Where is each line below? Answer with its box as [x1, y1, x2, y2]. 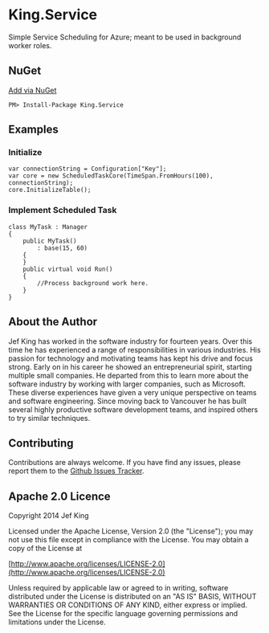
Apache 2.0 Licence [8, 489, 111, 503]
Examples [8, 123, 59, 137]
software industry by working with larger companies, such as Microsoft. [8, 379, 247, 389]
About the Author [8, 315, 98, 329]
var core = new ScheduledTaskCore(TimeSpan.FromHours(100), [8, 172, 214, 180]
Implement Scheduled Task [8, 205, 117, 216]
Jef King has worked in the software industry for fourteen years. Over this [8, 336, 253, 346]
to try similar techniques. [8, 413, 91, 423]
